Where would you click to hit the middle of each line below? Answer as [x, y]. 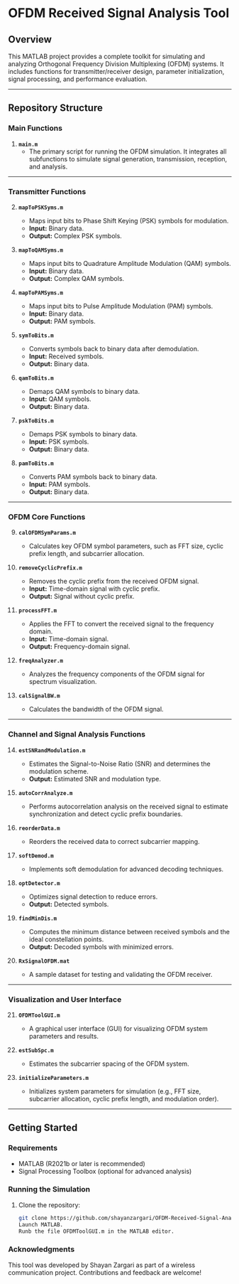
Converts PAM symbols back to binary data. [93, 476]
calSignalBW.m [39, 696]
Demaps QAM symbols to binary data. [84, 391]
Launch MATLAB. [41, 1224]
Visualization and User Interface [65, 999]
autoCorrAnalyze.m [45, 793]
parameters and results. [63, 1036]
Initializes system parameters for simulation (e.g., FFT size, [115, 1091]
